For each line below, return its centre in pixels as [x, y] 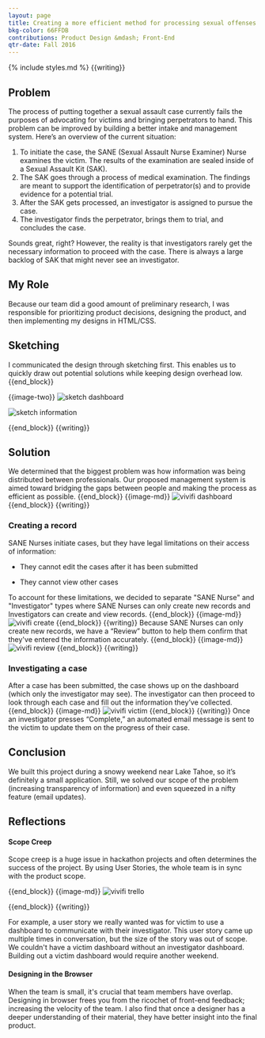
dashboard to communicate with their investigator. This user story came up [131, 930]
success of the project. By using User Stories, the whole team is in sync [125, 868]
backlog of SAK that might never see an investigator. [94, 260]
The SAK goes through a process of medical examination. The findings [135, 177]
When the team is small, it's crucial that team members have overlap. [121, 991]
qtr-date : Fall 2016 [42, 45]
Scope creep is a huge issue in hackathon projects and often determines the [132, 859]
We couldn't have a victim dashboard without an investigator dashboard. [127, 948]
